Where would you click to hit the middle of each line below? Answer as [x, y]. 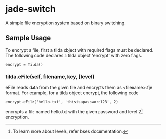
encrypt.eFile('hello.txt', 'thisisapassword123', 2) [62, 102]
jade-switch [31, 9]
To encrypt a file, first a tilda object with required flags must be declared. [80, 50]
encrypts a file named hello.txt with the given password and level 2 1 [74, 111]
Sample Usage [28, 38]
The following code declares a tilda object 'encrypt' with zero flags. [74, 55]
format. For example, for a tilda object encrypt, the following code [72, 93]
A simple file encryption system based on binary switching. [66, 23]
